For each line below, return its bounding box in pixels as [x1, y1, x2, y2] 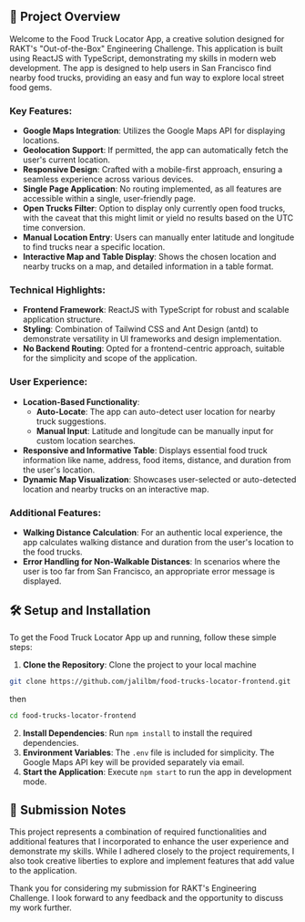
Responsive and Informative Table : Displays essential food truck [22, 444, 268, 456]
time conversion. [22, 223, 86, 233]
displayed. [22, 575, 62, 586]
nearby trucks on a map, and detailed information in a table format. [22, 261, 274, 272]
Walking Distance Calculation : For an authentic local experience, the [22, 527, 283, 538]
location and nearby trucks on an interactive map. [22, 483, 209, 494]
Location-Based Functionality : [22, 396, 140, 407]
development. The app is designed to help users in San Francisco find [9, 62, 271, 73]
